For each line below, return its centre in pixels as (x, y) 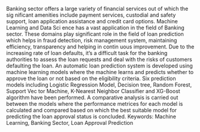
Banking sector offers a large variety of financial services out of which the (97, 9)
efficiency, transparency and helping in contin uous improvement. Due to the (100, 47)
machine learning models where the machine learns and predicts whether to (100, 72)
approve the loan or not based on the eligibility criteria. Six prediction (91, 78)
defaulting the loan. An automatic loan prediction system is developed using (99, 66)
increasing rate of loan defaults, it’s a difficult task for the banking (87, 53)
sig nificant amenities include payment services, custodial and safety (91, 15)
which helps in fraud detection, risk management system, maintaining (92, 40)
